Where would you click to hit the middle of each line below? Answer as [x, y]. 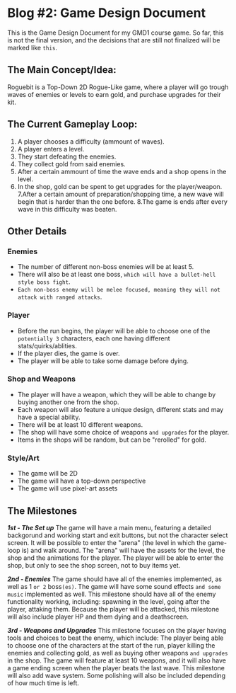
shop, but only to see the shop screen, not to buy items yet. [94, 565]
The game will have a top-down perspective [82, 481]
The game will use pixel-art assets [67, 488]
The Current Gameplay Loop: [72, 124]
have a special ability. [49, 417]
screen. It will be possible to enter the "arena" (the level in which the [107, 542]
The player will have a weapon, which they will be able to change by [117, 394]
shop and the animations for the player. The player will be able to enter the [116, 558]
